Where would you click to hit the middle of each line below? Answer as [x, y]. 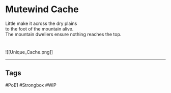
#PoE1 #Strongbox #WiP [31, 85]
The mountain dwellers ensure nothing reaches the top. [63, 34]
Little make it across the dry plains [41, 23]
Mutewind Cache [42, 9]
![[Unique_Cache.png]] [29, 52]
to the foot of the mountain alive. [39, 28]
